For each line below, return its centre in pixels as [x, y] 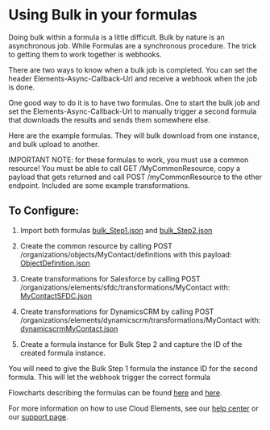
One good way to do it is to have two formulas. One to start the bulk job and [134, 102]
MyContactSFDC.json [56, 295]
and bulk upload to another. [54, 144]
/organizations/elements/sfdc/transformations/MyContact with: [125, 287]
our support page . [38, 416]
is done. [22, 87]
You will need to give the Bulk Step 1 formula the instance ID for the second [133, 368]
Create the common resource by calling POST [96, 246]
